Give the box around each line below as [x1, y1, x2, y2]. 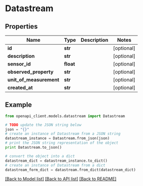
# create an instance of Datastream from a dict [5, 163, 106, 168]
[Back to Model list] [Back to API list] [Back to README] [5, 176, 117, 182]
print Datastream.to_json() [5, 145, 62, 150]
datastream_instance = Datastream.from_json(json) [5, 136, 110, 141]
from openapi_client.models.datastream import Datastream [5, 114, 125, 118]
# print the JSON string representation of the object [5, 140, 119, 146]
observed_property [7, 68, 54, 75]
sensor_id [7, 61, 31, 67]
